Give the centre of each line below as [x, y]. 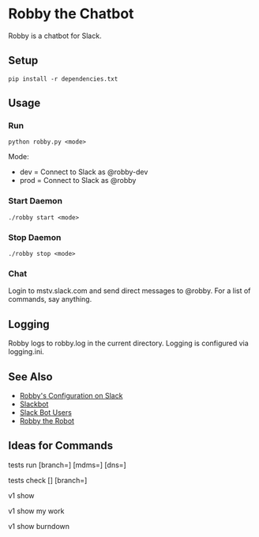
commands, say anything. [50, 299]
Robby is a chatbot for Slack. [55, 36]
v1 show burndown [39, 526]
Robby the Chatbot [71, 14]
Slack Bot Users [46, 412]
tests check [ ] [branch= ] [48, 480]
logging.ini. [26, 352]
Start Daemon [36, 201]
